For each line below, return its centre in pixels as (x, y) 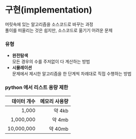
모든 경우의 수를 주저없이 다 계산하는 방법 (51, 62)
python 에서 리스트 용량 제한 (37, 88)
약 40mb (59, 129)
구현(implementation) (49, 10)
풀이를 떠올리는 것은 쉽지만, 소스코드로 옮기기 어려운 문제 (59, 30)
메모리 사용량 (54, 101)
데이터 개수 (23, 101)
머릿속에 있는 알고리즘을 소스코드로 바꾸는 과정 (49, 24)
